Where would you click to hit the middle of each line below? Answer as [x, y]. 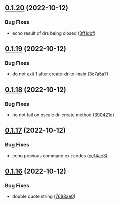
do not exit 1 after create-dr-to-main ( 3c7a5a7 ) [60, 74]
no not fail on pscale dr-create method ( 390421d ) [63, 115]
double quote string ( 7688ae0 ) [44, 196]
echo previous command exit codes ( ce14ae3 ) [60, 155]
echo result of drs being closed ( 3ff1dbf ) [54, 33]
